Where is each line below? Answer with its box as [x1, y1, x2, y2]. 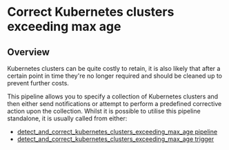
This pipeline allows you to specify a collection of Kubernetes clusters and [7, 92, 219, 100]
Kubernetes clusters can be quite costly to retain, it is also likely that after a [7, 65, 221, 72]
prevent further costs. [7, 79, 69, 87]
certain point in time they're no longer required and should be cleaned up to [7, 72, 223, 80]
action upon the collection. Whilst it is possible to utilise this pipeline [7, 107, 201, 115]
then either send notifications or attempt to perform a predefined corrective [7, 100, 222, 107]
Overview [7, 46, 50, 58]
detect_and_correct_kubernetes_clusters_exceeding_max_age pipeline [17, 128, 218, 136]
